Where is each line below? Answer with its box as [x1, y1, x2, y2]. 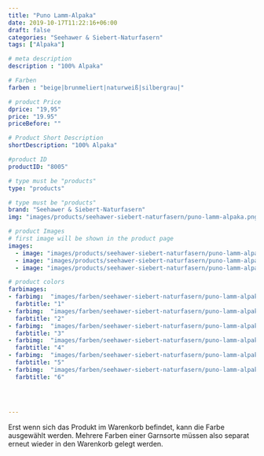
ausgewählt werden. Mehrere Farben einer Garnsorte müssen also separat [8, 430, 250, 440]
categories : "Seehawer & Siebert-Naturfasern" [8, 33, 163, 42]
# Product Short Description [8, 134, 104, 142]
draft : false [8, 26, 51, 34]
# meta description [8, 55, 72, 63]
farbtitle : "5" [15, 359, 65, 366]
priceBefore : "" [8, 120, 61, 128]
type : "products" [8, 184, 65, 193]
